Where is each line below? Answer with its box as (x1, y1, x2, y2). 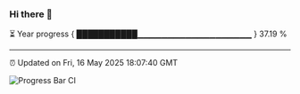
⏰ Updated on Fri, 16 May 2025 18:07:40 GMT (9, 58, 179, 68)
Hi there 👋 (9, 8, 54, 20)
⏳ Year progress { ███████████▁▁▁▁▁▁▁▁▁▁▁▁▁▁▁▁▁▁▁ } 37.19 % (9, 28, 287, 39)
